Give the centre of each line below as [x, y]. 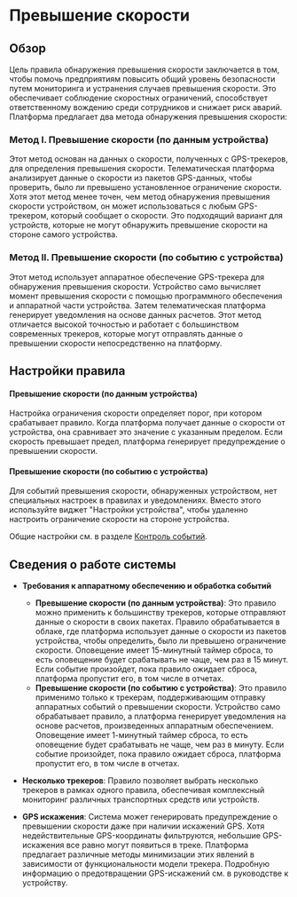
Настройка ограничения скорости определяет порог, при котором [136, 413]
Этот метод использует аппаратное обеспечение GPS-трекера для [137, 277]
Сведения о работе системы [93, 564]
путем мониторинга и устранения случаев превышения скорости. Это [143, 88]
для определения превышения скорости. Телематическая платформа [142, 169]
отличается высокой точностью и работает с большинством [124, 324]
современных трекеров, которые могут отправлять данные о [126, 333]
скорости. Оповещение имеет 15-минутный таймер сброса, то [154, 650]
